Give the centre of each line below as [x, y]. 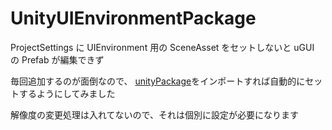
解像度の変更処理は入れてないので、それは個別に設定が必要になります [155, 114]
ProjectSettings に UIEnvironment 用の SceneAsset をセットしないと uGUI [162, 47]
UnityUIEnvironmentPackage [133, 18]
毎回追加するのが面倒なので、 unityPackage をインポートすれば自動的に [158, 81]
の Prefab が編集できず [57, 59]
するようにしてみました [67, 93]
